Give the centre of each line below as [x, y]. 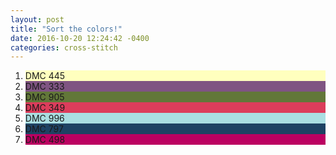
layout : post [37, 19]
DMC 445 [45, 76]
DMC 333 [44, 87]
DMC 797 [44, 129]
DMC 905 [44, 97]
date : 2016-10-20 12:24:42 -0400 [80, 38]
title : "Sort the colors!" [66, 29]
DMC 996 [44, 118]
